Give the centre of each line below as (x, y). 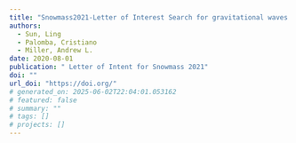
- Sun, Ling (40, 34)
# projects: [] (37, 125)
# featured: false (43, 100)
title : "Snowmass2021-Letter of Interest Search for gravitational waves (149, 17)
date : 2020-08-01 (41, 59)
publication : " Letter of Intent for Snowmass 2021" (109, 68)
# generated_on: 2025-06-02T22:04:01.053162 (93, 91)
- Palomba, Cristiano (57, 42)
